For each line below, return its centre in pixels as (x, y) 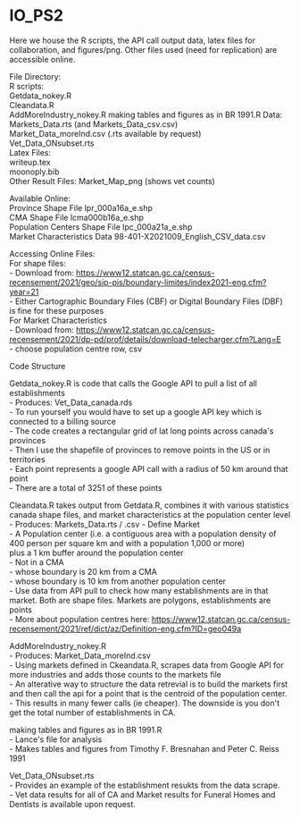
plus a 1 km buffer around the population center (96, 552)
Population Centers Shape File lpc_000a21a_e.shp (101, 227)
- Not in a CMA (37, 562)
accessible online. (42, 59)
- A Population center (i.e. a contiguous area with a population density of (143, 534)
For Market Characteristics (58, 320)
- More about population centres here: (79, 619)
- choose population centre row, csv (76, 349)
